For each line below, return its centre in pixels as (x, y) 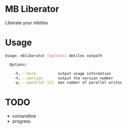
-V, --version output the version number (63, 78)
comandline (24, 116)
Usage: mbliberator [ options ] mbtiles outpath (54, 56)
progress (21, 121)
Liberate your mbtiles (27, 23)
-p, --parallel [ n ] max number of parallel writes (68, 83)
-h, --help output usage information (63, 73)
